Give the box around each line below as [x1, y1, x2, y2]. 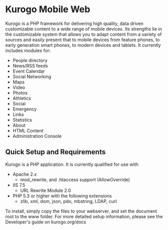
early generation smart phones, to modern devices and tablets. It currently [5, 42, 161, 48]
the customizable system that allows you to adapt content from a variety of [5, 31, 162, 37]
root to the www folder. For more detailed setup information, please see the [5, 213, 163, 219]
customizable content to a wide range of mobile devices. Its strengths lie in [5, 25, 162, 32]
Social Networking [12, 73, 52, 79]
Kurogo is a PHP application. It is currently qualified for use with [5, 161, 139, 167]
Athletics [12, 95, 31, 101]
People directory [12, 57, 48, 63]
